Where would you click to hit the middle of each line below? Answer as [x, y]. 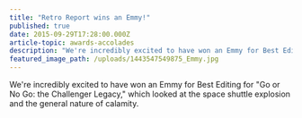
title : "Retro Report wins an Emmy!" [80, 17]
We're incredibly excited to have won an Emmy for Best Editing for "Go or [145, 84]
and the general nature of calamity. [74, 103]
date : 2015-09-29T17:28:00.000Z [70, 34]
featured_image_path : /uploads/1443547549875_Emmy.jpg [114, 59]
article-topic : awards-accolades [72, 42]
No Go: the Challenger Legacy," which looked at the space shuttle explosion [150, 94]
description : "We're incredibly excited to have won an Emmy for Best [144, 51]
